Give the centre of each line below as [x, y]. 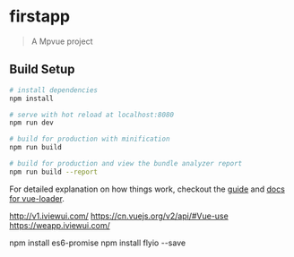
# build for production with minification [90, 139]
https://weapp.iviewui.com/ [60, 225]
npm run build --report [54, 172]
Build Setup [42, 69]
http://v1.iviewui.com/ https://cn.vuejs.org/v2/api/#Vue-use [119, 216]
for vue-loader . [37, 198]
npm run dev [31, 123]
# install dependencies [54, 90]
